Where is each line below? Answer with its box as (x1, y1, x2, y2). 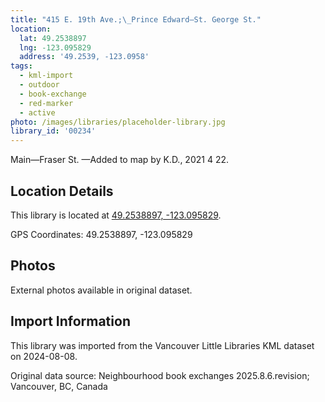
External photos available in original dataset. (10, 284, 193, 296)
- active (19, 107, 56, 118)
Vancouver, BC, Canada (10, 380, 108, 392)
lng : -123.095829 (19, 42, 92, 53)
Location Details (10, 182, 114, 200)
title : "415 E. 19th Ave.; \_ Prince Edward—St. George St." (10, 14, 262, 25)
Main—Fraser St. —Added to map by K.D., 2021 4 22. (10, 154, 230, 166)
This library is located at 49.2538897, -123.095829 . (10, 209, 222, 221)
